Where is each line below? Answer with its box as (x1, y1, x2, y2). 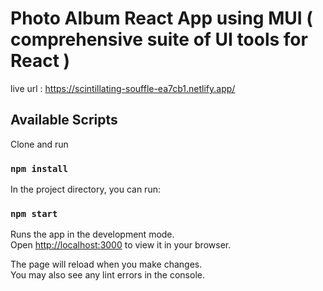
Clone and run (10, 138, 69, 150)
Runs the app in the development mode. (10, 228, 175, 241)
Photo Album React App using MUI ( (10, 7, 313, 30)
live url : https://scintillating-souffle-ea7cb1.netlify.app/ (10, 82, 236, 94)
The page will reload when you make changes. (10, 258, 203, 271)
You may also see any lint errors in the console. (10, 269, 205, 281)
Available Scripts (10, 112, 118, 129)
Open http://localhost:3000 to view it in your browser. (10, 239, 232, 251)
